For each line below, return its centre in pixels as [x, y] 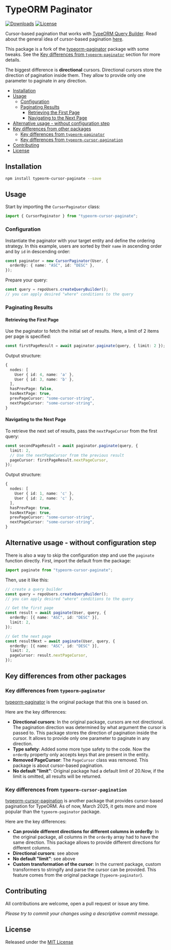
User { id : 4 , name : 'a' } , [44, 375]
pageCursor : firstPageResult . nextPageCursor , [59, 460]
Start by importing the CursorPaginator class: [53, 207]
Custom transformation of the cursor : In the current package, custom [87, 864]
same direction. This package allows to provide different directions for [87, 842]
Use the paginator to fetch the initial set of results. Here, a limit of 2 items [82, 331]
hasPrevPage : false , [32, 389]
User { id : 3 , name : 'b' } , [44, 379]
